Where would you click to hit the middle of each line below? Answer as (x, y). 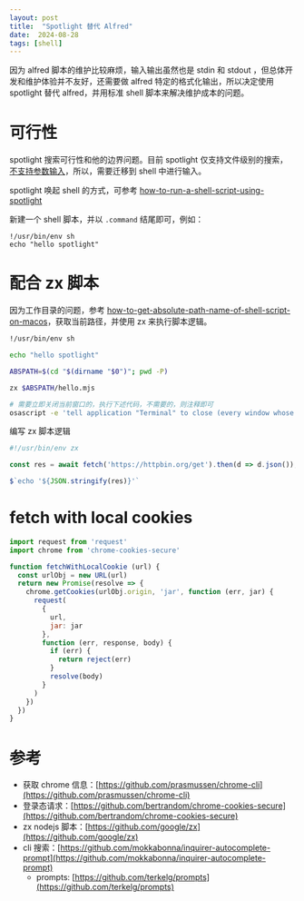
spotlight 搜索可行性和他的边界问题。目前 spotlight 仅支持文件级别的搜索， (149, 160)
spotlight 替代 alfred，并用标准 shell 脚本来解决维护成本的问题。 (129, 93)
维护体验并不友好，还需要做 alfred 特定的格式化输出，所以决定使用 (150, 82)
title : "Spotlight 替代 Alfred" (71, 26)
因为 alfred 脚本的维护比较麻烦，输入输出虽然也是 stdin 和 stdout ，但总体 (147, 70)
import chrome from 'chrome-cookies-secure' (95, 550)
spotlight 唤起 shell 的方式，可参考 (74, 191)
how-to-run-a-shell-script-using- (202, 191)
